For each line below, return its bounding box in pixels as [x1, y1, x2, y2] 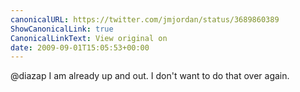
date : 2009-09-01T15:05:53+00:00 [10, 42, 150, 53]
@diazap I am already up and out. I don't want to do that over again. [10, 70, 290, 82]
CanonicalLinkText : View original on [10, 33, 168, 43]
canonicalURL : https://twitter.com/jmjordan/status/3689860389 [10, 14, 280, 25]
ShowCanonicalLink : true [10, 24, 114, 34]
